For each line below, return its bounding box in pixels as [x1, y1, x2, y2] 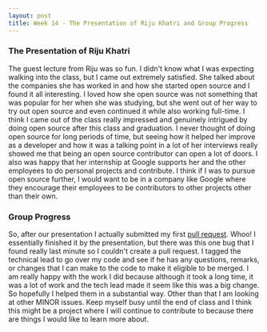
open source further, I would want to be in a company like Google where [8, 174, 246, 184]
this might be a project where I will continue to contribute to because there [8, 306, 254, 316]
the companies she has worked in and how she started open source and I [8, 81, 250, 90]
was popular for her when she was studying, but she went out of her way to [8, 98, 257, 107]
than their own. [8, 191, 58, 201]
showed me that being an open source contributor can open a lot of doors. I [8, 149, 258, 158]
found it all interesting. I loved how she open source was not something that [8, 89, 258, 98]
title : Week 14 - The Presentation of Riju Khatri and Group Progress [8, 19, 249, 27]
